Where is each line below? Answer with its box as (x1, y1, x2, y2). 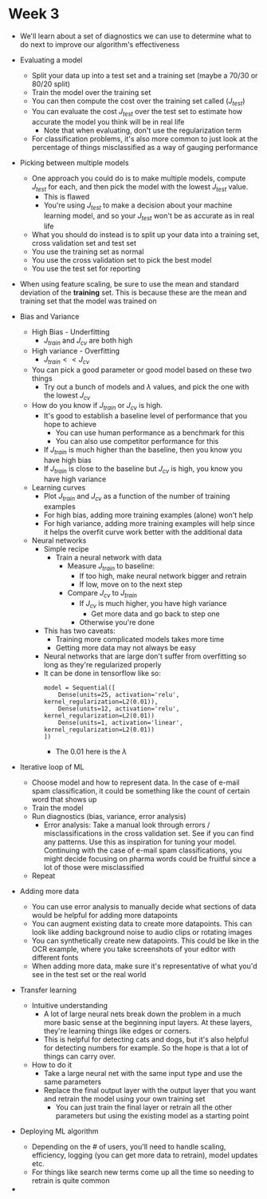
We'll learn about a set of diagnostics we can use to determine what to (19, 31, 252, 41)
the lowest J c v (43, 390, 91, 402)
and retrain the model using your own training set (43, 1094, 206, 1103)
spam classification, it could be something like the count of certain (31, 785, 250, 795)
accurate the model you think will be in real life (31, 117, 185, 126)
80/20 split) (31, 79, 70, 89)
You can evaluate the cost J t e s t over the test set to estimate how (31, 106, 243, 118)
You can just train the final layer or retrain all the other (55, 1102, 233, 1112)
